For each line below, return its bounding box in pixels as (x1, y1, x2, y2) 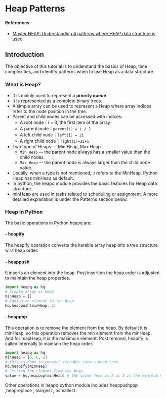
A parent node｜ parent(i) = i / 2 (19, 125, 91, 131)
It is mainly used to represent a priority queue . (12, 92, 108, 98)
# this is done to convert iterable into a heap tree (5, 359, 119, 364)
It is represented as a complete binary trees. (12, 98, 102, 104)
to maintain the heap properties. (5, 275, 71, 281)
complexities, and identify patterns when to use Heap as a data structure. (5, 69, 155, 75)
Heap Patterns (5, 3, 65, 14)
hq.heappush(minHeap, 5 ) (5, 303, 56, 308)
